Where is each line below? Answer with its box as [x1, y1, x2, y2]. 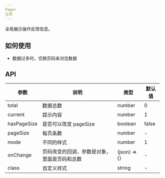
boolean [117, 121, 137, 127]
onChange [7, 152, 32, 158]
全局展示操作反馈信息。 [5, 25, 53, 32]
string [117, 165, 131, 172]
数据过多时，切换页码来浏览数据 [12, 55, 77, 61]
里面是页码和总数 [42, 155, 82, 162]
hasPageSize [7, 121, 38, 127]
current [7, 111, 25, 118]
